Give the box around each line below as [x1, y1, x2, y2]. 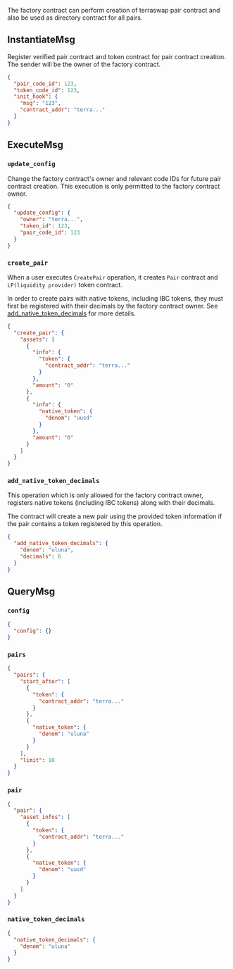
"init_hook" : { [13, 93, 58, 101]
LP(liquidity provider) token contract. [7, 280, 123, 289]
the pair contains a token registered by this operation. [7, 520, 163, 528]
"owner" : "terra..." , [20, 216, 83, 223]
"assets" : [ [20, 336, 55, 343]
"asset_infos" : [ [20, 813, 71, 821]
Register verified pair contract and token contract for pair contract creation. [7, 52, 227, 61]
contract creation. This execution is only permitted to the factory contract [7, 182, 220, 190]
